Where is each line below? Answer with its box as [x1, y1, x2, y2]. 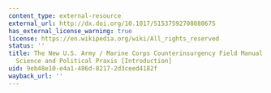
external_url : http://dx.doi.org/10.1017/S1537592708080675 [8, 19, 217, 27]
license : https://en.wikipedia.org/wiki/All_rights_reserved [8, 34, 220, 43]
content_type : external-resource [8, 11, 122, 20]
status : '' [8, 42, 45, 50]
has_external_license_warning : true [8, 27, 132, 35]
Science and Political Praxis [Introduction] [15, 57, 173, 66]
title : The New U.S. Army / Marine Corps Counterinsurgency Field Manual [8, 49, 264, 57]
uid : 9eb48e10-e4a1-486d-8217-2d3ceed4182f [8, 65, 158, 73]
